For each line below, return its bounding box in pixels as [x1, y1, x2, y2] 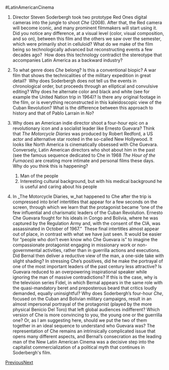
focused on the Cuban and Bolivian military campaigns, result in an [12, 296, 152, 302]
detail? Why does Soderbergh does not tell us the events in [12, 78, 137, 84]
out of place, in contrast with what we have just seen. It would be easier [12, 231, 162, 237]
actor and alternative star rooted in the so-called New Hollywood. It [12, 136, 153, 142]
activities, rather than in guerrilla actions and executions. [42, 247, 160, 253]
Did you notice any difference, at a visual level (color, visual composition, [12, 30, 164, 36]
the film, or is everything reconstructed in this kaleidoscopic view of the [12, 99, 162, 105]
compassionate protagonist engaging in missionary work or [12, 242, 136, 248]
